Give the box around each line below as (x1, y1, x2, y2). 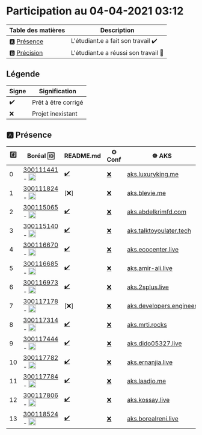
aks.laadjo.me (127, 377, 167, 385)
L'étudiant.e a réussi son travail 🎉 (71, 48, 164, 57)
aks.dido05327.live (127, 339, 182, 347)
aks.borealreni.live (127, 414, 179, 422)
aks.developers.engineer (127, 301, 197, 310)
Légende (6, 69, 40, 79)
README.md (64, 152, 101, 160)
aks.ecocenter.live (127, 245, 179, 253)
